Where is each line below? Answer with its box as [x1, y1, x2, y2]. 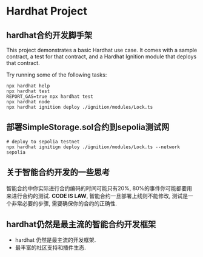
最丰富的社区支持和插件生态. [15, 244, 86, 252]
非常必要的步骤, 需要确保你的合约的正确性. [11, 199, 118, 207]
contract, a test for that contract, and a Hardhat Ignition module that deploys [6, 53, 197, 60]
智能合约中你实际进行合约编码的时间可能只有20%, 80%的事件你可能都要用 [6, 184, 193, 192]
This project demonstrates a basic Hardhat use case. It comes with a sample [6, 47, 198, 53]
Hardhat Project [6, 4, 88, 18]
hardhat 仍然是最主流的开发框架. [15, 236, 96, 244]
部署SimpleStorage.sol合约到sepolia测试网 [6, 122, 170, 132]
